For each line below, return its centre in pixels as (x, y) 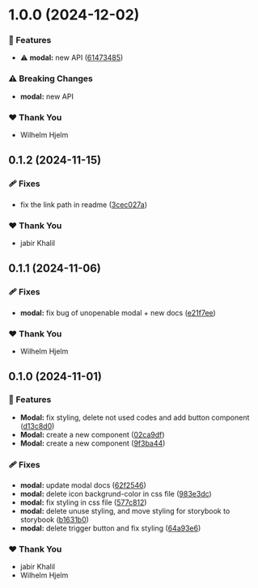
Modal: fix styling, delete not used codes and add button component (135, 417)
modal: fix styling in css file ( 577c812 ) (83, 502)
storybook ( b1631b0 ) (54, 520)
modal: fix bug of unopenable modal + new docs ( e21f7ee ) (118, 312)
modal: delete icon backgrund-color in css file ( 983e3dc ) (116, 494)
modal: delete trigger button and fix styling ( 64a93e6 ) (110, 528)
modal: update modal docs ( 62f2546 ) (83, 485)
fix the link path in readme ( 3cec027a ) (84, 205)
